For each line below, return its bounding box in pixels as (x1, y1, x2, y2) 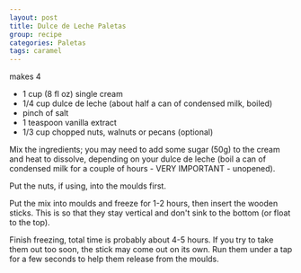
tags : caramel (9, 47, 63, 56)
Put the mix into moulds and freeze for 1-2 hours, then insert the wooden (9, 198, 279, 209)
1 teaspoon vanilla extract (22, 118, 117, 128)
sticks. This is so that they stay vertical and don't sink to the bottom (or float (9, 207, 291, 218)
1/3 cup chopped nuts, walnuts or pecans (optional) (22, 127, 214, 137)
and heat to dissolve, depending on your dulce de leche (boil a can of (9, 154, 267, 164)
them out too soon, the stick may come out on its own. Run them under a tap (9, 244, 293, 255)
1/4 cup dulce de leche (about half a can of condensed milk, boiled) (22, 98, 273, 109)
